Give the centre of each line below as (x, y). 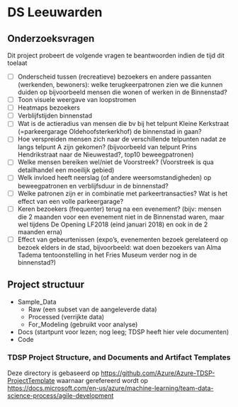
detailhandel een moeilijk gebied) (66, 170)
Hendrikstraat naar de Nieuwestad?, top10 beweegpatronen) (106, 155)
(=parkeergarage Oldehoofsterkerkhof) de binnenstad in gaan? (109, 132)
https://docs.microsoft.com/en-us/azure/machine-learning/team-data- (110, 388)
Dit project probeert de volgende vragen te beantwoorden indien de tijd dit (116, 55)
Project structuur (46, 285)
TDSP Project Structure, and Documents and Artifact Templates (119, 357)
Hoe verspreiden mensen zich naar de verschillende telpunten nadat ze (122, 139)
